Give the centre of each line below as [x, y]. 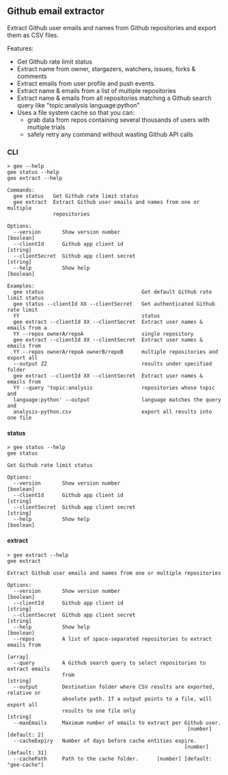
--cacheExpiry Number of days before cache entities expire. [105, 741]
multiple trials [46, 127]
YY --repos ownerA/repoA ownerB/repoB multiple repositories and [116, 352]
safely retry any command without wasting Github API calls [110, 134]
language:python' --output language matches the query [117, 400]
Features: [20, 48]
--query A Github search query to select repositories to [110, 663]
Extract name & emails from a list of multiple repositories [96, 90]
